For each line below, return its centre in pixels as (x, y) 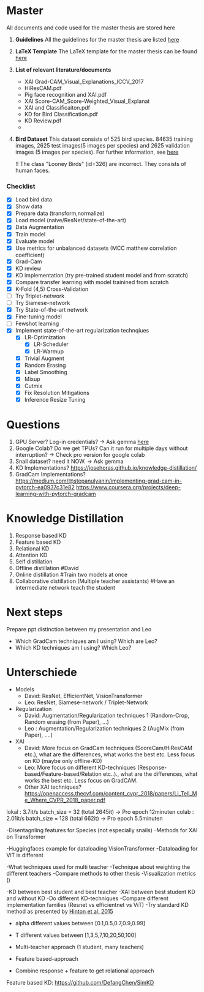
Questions (33, 425)
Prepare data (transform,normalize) (60, 213)
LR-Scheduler (51, 344)
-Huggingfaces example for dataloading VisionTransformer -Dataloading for (102, 848)
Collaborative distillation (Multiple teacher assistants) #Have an (95, 581)
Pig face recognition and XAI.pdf (66, 94)
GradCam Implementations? (50, 474)
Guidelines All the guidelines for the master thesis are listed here (97, 39)
